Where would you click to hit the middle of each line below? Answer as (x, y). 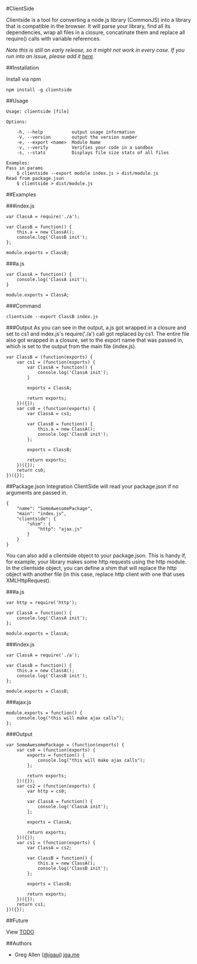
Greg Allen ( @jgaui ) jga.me (47, 955)
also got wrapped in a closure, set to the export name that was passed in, (95, 340)
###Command (23, 306)
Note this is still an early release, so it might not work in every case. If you (95, 50)
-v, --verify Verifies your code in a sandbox (85, 148)
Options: (17, 122)
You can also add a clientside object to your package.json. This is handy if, (96, 556)
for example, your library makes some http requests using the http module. (96, 562)
